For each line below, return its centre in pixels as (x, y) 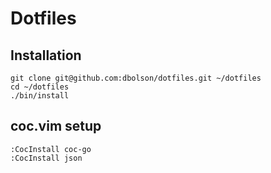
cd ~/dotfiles (40, 87)
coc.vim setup (56, 126)
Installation (46, 55)
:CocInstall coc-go (51, 149)
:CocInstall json (46, 158)
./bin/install (40, 96)
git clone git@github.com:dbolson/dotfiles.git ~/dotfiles (136, 78)
